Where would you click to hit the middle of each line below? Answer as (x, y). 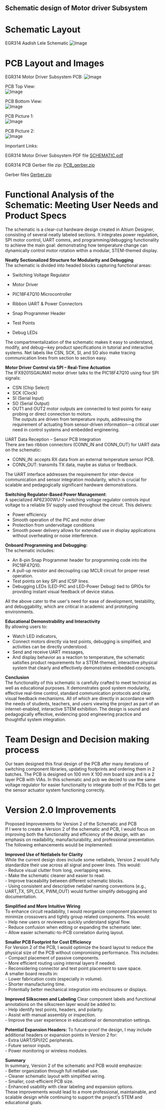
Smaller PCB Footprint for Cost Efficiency (48, 942)
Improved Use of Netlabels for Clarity (44, 854)
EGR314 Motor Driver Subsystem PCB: (44, 77)
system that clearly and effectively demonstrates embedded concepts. (84, 668)
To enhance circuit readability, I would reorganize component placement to (81, 911)
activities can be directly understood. (50, 647)
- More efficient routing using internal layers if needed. (61, 963)
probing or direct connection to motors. (52, 414)
